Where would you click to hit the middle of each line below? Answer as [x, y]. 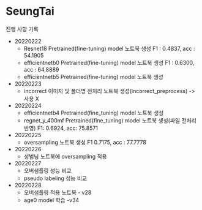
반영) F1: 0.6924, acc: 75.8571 [61, 128]
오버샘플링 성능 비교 [47, 170]
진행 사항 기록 [22, 29]
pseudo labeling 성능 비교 [55, 178]
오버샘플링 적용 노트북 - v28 [58, 192]
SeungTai [30, 11]
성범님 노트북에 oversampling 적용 [65, 156]
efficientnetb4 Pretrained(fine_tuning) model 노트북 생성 [94, 113]
